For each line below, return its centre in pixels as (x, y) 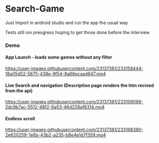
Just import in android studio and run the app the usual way (67, 23)
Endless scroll (20, 118)
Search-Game (35, 9)
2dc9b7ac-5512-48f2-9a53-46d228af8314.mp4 (55, 107)
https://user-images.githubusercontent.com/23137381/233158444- (74, 69)
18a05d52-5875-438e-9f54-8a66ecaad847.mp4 (55, 74)
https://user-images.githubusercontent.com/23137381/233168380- (74, 130)
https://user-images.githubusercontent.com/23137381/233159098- (74, 102)
